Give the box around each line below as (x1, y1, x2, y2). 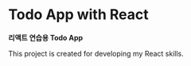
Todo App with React (8, 6, 149, 24)
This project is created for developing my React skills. (8, 49, 185, 58)
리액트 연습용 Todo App (8, 33, 84, 42)
